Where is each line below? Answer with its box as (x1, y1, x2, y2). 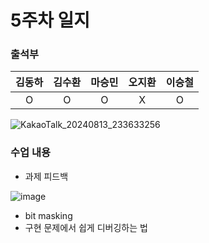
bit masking (24, 209, 73, 221)
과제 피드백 (24, 170, 69, 182)
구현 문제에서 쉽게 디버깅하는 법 (24, 221, 148, 233)
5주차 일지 (10, 9, 91, 32)
